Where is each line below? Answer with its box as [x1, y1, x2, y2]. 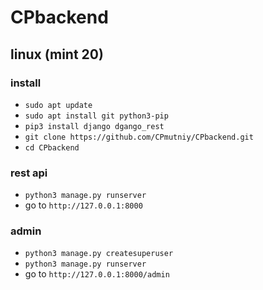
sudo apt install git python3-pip [24, 111, 169, 121]
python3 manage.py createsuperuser [24, 249, 174, 259]
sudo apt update [24, 100, 93, 110]
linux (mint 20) [10, 46, 104, 63]
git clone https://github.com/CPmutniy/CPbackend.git [24, 132, 254, 142]
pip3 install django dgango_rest [24, 121, 165, 131]
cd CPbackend [24, 142, 80, 153]
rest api [10, 166, 48, 180]
